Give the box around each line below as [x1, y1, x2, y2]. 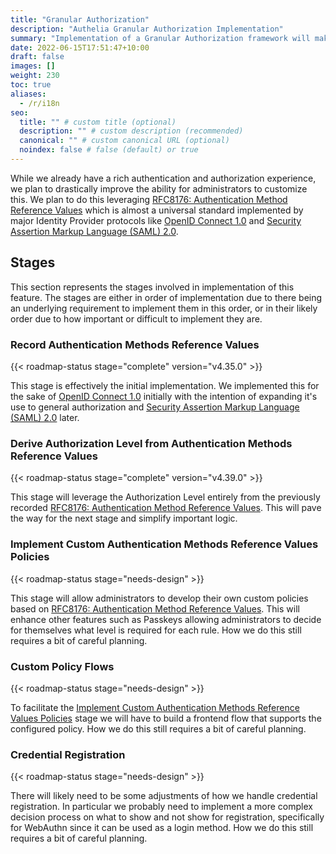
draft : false [10, 52, 65, 62]
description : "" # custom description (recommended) [19, 126, 244, 136]
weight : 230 [10, 71, 60, 81]
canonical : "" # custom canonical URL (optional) [19, 136, 230, 146]
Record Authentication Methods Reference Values [10, 337, 260, 351]
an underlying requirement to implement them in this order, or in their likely [10, 302, 318, 314]
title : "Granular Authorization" [10, 14, 150, 25]
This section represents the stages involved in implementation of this [10, 281, 295, 293]
